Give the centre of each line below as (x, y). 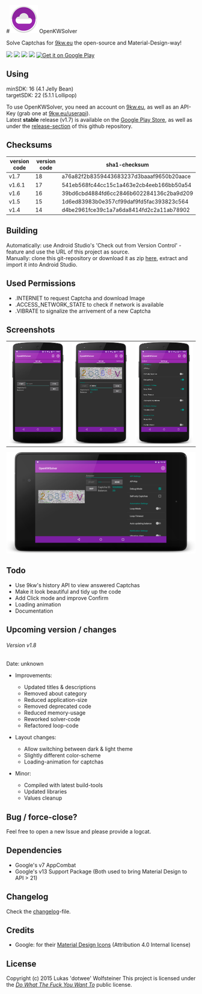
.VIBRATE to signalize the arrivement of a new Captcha (83, 311)
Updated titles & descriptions (60, 687)
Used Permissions (41, 283)
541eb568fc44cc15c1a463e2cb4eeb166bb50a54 (127, 185)
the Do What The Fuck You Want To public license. (69, 985)
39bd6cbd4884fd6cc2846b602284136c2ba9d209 (127, 193)
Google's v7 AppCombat (45, 865)
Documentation (34, 611)
